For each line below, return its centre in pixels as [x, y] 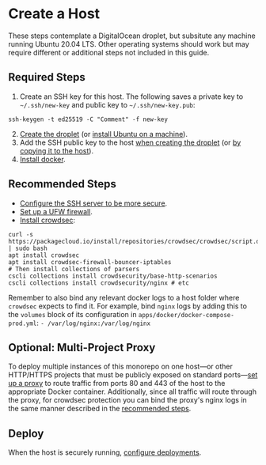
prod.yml [23, 323]
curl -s [21, 234]
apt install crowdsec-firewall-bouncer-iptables [90, 262]
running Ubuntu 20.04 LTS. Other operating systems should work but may [129, 43]
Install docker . [42, 159]
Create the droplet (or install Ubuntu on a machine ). [104, 134]
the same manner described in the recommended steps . [100, 409]
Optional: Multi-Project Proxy [82, 348]
